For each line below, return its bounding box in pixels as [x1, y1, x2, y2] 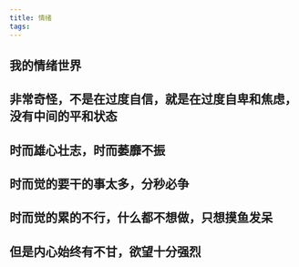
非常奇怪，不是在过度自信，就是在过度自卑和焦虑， [9, 92, 297, 108]
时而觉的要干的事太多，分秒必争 [9, 177, 190, 192]
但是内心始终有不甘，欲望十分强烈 [9, 243, 201, 260]
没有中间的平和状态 [9, 108, 118, 124]
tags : [9, 22, 30, 31]
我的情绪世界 [9, 57, 82, 73]
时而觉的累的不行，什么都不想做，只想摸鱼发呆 [9, 211, 273, 226]
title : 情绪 [9, 13, 52, 23]
